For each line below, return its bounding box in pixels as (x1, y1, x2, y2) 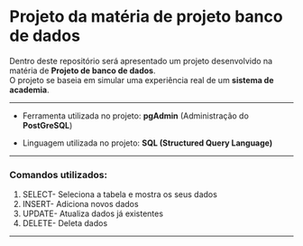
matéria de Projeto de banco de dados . (9, 65, 156, 76)
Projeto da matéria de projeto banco (9, 6, 283, 27)
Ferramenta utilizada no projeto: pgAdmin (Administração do (22, 110, 250, 121)
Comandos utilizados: (9, 168, 108, 181)
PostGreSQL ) (22, 119, 73, 130)
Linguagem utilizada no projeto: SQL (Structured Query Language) (22, 137, 273, 148)
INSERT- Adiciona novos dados (22, 199, 139, 210)
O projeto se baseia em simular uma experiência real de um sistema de (9, 74, 274, 85)
